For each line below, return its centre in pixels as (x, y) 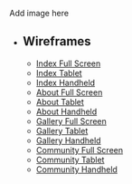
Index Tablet (59, 73)
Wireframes (57, 41)
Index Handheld (66, 82)
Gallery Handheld (68, 140)
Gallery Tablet (62, 131)
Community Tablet (70, 160)
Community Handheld (76, 169)
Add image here (39, 13)
